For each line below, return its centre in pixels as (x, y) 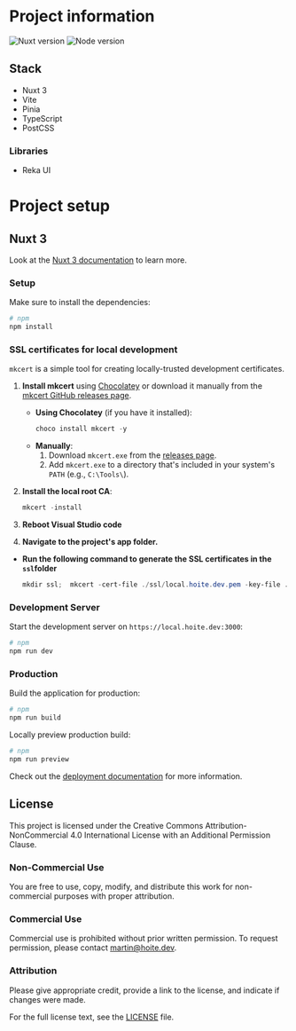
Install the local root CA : (67, 492)
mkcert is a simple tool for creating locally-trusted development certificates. (147, 369)
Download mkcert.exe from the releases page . (132, 455)
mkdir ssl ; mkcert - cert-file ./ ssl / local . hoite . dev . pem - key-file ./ (157, 585)
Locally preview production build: (70, 735)
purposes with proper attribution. (114, 896)
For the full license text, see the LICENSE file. (92, 1017)
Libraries (29, 151)
